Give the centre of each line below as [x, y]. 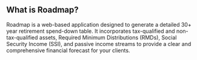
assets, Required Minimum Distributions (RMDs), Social [108, 37]
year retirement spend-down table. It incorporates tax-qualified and [91, 31]
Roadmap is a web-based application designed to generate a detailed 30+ [99, 24]
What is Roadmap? [42, 10]
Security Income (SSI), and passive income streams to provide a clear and [99, 44]
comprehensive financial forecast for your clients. [68, 50]
